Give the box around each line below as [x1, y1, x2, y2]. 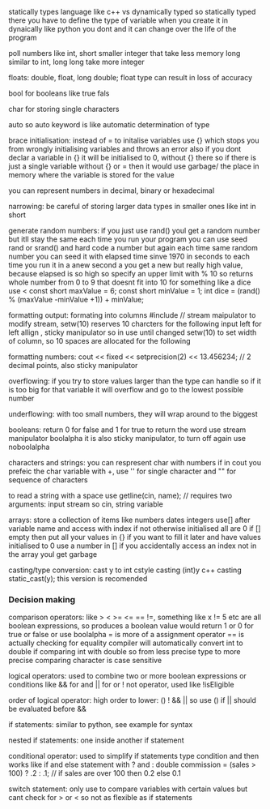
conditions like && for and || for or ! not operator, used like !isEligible [8, 680, 234, 690]
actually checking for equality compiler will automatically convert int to [8, 638, 244, 648]
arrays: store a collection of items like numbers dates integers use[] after [8, 515, 251, 524]
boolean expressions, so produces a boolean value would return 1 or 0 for [8, 621, 254, 631]
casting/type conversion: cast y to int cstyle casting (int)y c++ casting [8, 565, 242, 575]
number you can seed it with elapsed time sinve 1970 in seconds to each [8, 251, 251, 261]
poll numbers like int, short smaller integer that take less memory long [8, 49, 241, 58]
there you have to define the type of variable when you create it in [8, 15, 229, 25]
